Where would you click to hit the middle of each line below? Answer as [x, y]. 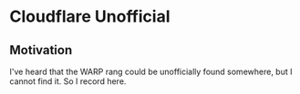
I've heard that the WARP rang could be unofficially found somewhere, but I [151, 71]
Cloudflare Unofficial [90, 17]
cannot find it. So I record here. [68, 81]
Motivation [41, 50]
